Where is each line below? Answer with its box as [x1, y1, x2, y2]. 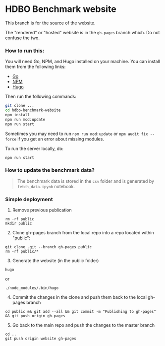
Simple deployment [5, 196, 53, 203]
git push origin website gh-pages [5, 336, 77, 341]
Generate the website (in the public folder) [12, 258, 99, 264]
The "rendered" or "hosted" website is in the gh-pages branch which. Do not [5, 29, 160, 35]
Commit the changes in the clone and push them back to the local [12, 294, 147, 300]
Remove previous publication [12, 207, 72, 213]
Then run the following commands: [5, 93, 77, 100]
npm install [5, 112, 30, 117]
